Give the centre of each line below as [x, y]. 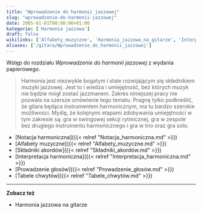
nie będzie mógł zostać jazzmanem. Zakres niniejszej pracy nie [99, 93]
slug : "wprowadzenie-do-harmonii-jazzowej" [62, 17]
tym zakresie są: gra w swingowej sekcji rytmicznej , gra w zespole [103, 119]
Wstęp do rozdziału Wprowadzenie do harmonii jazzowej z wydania [90, 62]
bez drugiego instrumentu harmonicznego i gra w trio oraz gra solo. [105, 125]
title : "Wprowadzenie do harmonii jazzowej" [63, 12]
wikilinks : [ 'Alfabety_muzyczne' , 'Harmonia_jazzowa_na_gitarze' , [91, 40]
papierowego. [23, 69]
